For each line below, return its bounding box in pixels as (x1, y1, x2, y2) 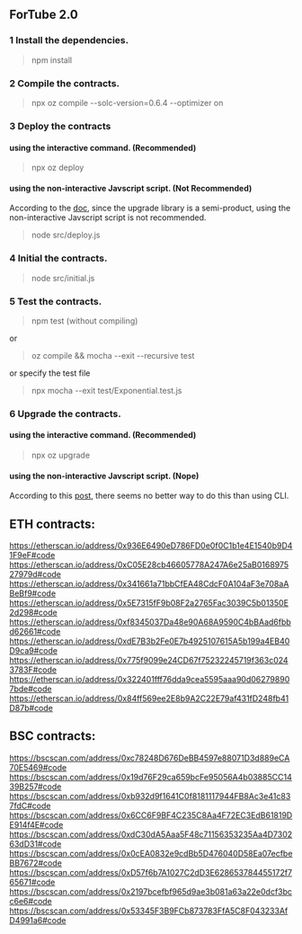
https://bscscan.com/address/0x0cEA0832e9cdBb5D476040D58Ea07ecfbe (9, 848, 293, 858)
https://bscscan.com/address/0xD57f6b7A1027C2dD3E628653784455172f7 (9, 867, 293, 877)
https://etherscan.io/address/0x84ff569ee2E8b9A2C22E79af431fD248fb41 (9, 693, 289, 704)
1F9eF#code (9, 550, 56, 561)
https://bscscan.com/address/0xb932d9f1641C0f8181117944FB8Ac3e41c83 (9, 790, 291, 801)
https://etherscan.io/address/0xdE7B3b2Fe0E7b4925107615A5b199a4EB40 (9, 636, 290, 646)
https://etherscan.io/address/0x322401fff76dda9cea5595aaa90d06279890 (9, 674, 290, 685)
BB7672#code (9, 858, 63, 868)
